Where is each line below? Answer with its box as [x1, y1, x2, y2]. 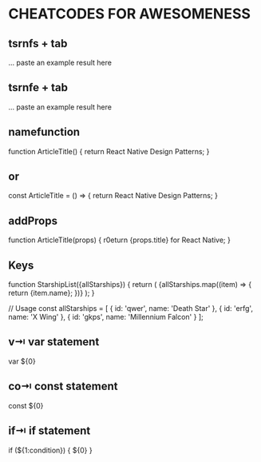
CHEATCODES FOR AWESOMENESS [8, 5, 251, 23]
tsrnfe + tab [8, 81, 68, 94]
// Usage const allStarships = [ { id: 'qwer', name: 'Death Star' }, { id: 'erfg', [8, 304, 254, 313]
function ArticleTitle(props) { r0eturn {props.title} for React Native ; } [8, 235, 231, 245]
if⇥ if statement [8, 424, 91, 438]
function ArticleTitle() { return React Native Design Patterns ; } [8, 146, 210, 156]
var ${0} [8, 356, 36, 366]
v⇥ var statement [8, 335, 100, 348]
